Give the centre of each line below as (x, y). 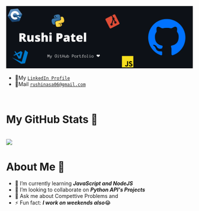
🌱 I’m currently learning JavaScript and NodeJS (74, 183)
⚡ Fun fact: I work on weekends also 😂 (63, 202)
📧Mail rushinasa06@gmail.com (50, 84)
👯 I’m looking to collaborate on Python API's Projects (80, 190)
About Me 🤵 (36, 167)
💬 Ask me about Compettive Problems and (66, 196)
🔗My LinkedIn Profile (42, 78)
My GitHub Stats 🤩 (52, 119)
